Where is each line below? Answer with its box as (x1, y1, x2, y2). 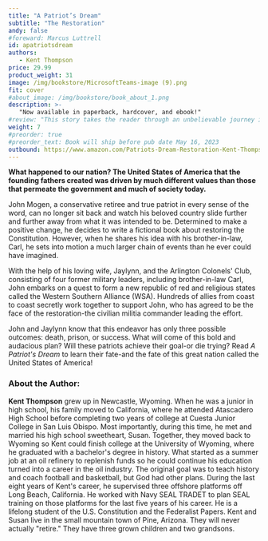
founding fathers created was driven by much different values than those (8, 176, 257, 185)
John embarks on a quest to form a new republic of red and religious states (8, 283, 256, 292)
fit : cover (8, 86, 45, 94)
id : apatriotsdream (8, 42, 73, 50)
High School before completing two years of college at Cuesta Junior (8, 413, 236, 423)
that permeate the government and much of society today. (8, 185, 207, 194)
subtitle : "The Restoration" (8, 19, 105, 27)
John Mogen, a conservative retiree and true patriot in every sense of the (8, 200, 250, 209)
